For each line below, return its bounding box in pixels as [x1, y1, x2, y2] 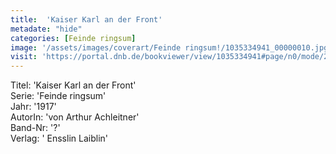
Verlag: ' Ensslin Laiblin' [10, 132, 108, 145]
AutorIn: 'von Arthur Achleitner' [10, 111, 140, 123]
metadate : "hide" [10, 24, 83, 34]
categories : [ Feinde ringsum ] [10, 33, 137, 43]
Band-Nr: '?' [10, 122, 61, 134]
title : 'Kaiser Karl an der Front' [10, 14, 163, 25]
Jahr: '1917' [10, 101, 57, 113]
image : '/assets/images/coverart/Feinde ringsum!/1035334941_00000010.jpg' [10, 42, 333, 53]
